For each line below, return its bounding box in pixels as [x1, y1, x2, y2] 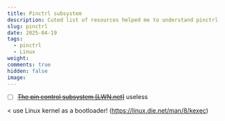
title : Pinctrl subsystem [7, 10, 82, 17]
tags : [7, 36, 23, 43]
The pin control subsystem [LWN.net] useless [17, 93, 148, 101]
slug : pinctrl [7, 23, 48, 30]
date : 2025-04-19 [7, 29, 57, 36]
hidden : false [7, 67, 48, 74]
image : [7, 74, 26, 81]
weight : [7, 55, 30, 62]
